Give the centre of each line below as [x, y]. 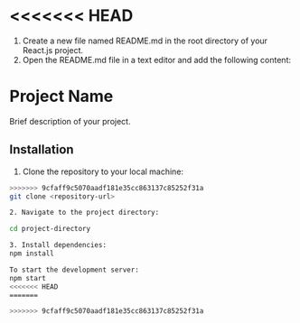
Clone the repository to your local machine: [103, 171]
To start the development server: [75, 270]
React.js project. [53, 50]
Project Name [61, 97]
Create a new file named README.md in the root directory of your [145, 41]
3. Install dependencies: [58, 245]
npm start [28, 278]
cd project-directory [50, 229]
